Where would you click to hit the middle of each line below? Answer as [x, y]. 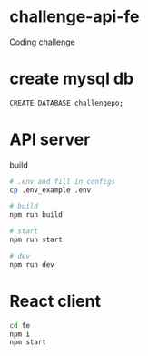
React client [55, 301]
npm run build [36, 215]
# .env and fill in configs [63, 181]
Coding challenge [42, 42]
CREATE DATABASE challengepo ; [67, 103]
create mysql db [72, 79]
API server [50, 139]
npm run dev [32, 264]
